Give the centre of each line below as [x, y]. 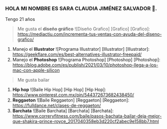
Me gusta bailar [33, 80]
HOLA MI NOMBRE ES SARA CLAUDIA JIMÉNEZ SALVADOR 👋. [81, 8]
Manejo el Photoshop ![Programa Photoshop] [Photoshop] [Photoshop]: [86, 60]
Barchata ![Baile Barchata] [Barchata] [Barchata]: [63, 111]
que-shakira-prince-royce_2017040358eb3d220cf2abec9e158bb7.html [86, 122]
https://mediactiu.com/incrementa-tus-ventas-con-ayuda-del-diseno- [89, 34]
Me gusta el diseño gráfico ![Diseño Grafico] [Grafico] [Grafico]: [84, 29]
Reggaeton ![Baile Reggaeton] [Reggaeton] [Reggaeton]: [71, 100]
